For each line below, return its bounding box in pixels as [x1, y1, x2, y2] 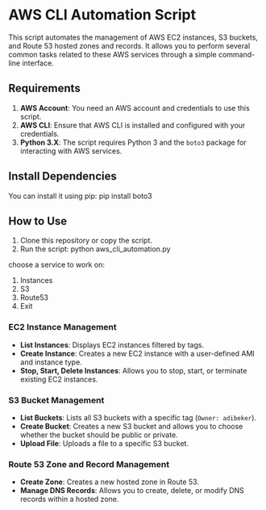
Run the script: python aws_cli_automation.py [19, 244, 171, 254]
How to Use [8, 214, 68, 228]
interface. [22, 58, 54, 68]
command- [218, 49, 256, 59]
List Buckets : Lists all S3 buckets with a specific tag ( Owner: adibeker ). [19, 412, 256, 422]
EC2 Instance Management [8, 322, 117, 333]
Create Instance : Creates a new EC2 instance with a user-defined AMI [19, 348, 256, 358]
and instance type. [19, 357, 82, 367]
